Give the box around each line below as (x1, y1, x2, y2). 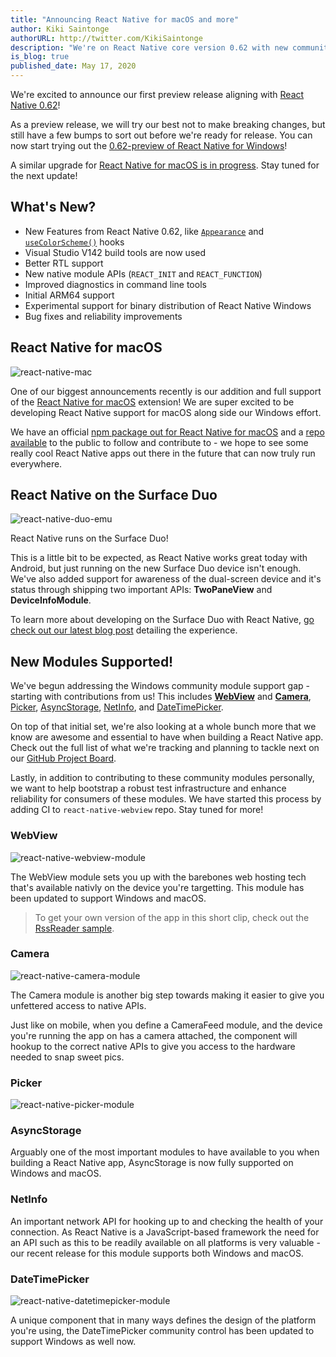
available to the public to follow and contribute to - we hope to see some (10, 436, 309, 448)
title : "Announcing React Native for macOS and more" (10, 14, 240, 25)
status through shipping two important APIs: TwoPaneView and (10, 584, 273, 596)
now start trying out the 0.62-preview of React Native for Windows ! (10, 140, 288, 151)
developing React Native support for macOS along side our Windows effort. (10, 406, 322, 418)
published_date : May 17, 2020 (10, 61, 137, 71)
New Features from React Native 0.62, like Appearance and (24, 225, 265, 237)
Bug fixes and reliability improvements (24, 310, 183, 322)
